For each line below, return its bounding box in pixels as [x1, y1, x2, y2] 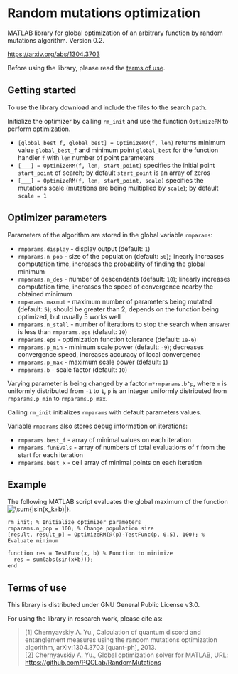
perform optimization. [7, 124, 71, 133]
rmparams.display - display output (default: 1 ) [17, 244, 151, 253]
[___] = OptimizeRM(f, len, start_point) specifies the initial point [17, 161, 215, 169]
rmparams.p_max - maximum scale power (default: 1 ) [17, 358, 168, 366]
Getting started [7, 84, 77, 97]
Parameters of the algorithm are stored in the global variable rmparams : [7, 230, 213, 239]
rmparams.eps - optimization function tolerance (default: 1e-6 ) [17, 335, 197, 343]
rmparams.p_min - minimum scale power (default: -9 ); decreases [17, 343, 204, 351]
